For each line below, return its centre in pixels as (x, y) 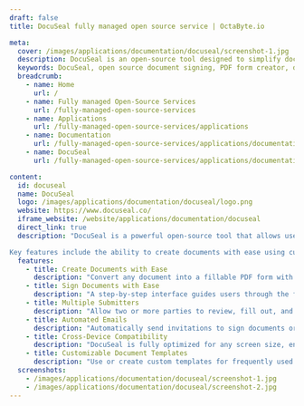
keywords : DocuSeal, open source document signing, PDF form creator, (153, 68)
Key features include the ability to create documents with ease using (147, 252)
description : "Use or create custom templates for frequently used (163, 362)
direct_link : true (52, 227)
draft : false (34, 18)
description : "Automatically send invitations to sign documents (159, 328)
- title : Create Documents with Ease (97, 269)
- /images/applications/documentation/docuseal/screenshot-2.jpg (152, 387)
